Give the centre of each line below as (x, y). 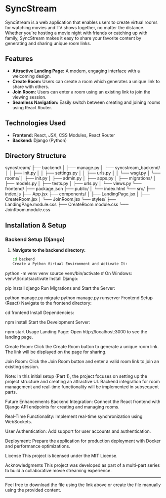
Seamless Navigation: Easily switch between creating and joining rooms (86, 102)
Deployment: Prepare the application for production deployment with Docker (83, 441)
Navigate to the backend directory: (49, 250)
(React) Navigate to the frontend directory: (48, 303)
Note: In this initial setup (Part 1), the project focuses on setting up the (76, 376)
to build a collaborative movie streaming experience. (59, 470)
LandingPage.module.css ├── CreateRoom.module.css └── (67, 204)
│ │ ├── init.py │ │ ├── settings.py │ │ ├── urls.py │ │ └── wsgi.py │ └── (83, 173)
